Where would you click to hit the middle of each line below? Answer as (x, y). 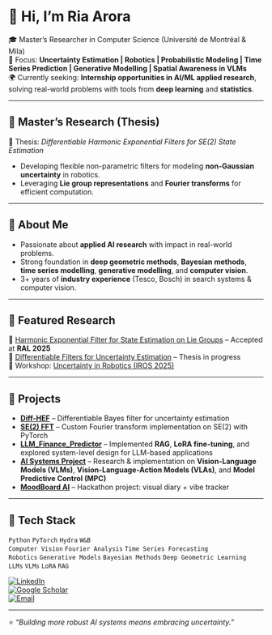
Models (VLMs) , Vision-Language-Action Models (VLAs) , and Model (137, 470)
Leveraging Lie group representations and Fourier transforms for (130, 183)
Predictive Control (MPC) (63, 479)
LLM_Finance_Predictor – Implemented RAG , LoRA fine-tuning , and (134, 444)
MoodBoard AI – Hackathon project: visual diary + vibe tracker (124, 487)
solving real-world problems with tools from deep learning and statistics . (131, 89)
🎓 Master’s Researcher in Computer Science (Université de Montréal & (127, 39)
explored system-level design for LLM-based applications (116, 453)
